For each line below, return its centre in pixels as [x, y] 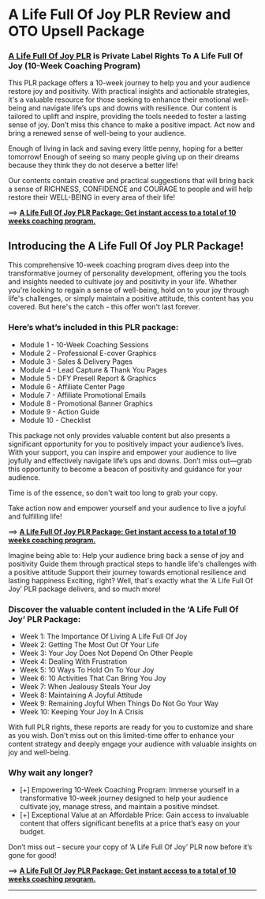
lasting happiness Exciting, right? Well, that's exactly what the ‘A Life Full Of [131, 580]
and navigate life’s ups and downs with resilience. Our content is [132, 108]
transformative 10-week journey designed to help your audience [124, 798]
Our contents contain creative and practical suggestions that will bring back [131, 181]
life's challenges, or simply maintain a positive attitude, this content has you [131, 298]
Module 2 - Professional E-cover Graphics [88, 353]
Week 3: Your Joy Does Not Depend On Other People [106, 653]
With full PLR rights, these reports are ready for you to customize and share [131, 727]
